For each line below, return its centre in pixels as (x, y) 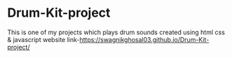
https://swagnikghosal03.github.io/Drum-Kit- (144, 39)
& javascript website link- (43, 39)
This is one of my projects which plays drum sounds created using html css (116, 32)
